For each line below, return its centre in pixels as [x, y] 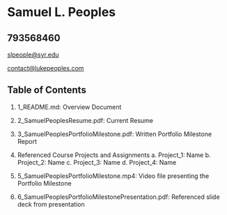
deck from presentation [51, 204]
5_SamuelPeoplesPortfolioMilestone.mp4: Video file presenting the [113, 176]
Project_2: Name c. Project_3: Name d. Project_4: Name [97, 162]
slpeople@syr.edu [33, 54]
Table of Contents [47, 90]
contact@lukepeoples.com [46, 68]
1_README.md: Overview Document [69, 107]
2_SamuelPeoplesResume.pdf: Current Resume [85, 120]
